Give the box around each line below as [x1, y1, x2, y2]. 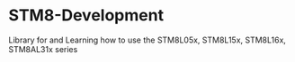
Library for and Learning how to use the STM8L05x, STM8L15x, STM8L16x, [8, 35, 287, 45]
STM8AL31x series [8, 43, 78, 54]
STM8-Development [8, 5, 164, 26]
